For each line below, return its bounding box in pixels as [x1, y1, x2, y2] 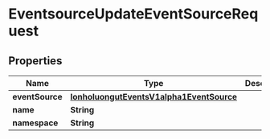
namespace [12, 117, 59, 129]
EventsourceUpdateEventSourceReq [8, 5, 259, 23]
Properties [8, 54, 63, 67]
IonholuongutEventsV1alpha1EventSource [70, 92, 238, 102]
